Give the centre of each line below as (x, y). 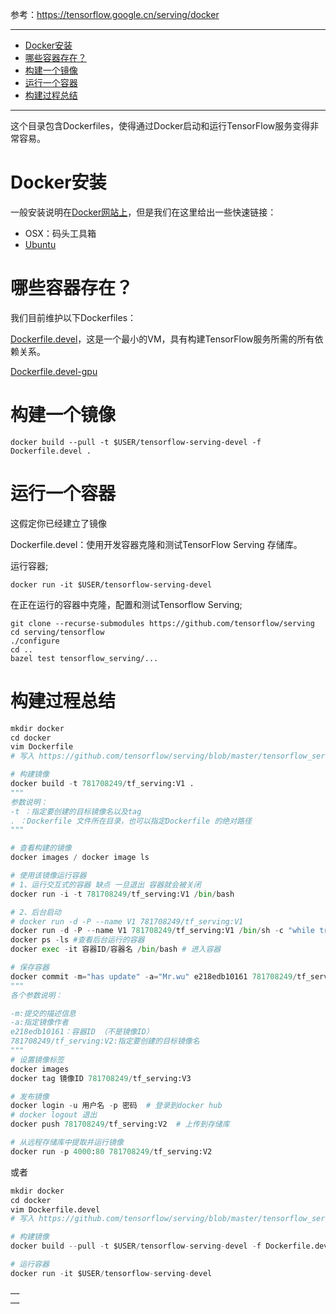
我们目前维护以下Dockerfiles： (73, 317)
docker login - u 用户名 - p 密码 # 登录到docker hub (116, 1106)
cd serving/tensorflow (57, 632)
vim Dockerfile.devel (55, 1209)
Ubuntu (40, 244)
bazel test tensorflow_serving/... (84, 658)
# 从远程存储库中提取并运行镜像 (67, 1143)
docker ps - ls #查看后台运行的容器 (77, 940)
